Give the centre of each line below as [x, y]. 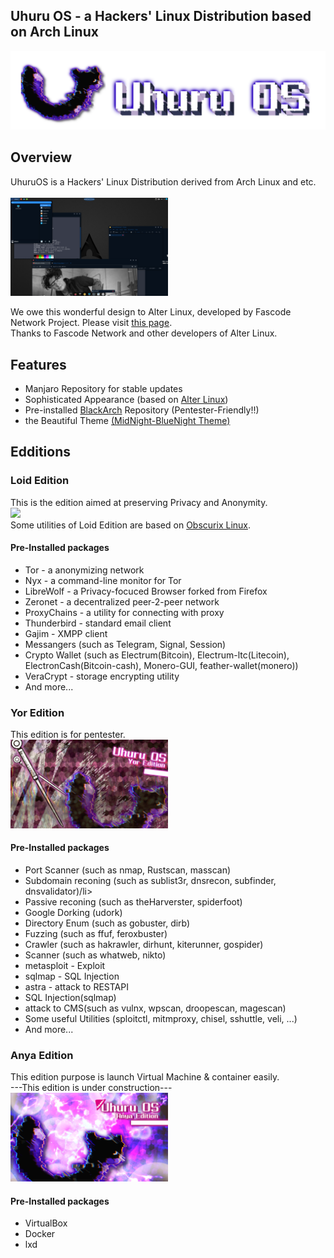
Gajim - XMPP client [66, 633]
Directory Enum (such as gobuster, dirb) [107, 923]
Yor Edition [37, 712]
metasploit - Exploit [65, 966]
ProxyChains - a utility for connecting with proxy [124, 612]
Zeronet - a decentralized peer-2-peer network [122, 601]
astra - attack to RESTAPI [76, 987]
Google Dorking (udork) [73, 913]
